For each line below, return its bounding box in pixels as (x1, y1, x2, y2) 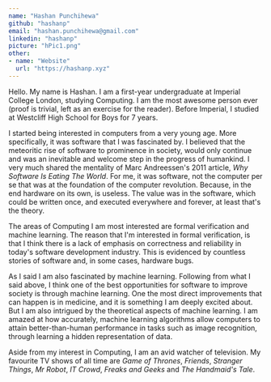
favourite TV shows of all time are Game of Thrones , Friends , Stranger (8, 355, 243, 365)
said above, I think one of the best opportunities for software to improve (8, 280, 248, 290)
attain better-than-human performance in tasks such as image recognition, (8, 323, 257, 333)
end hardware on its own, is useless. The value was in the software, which (8, 188, 256, 198)
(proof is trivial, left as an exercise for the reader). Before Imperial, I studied (8, 104, 260, 113)
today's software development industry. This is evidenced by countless (8, 247, 246, 257)
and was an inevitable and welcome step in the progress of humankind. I (8, 154, 250, 163)
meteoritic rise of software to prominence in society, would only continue (8, 145, 252, 155)
